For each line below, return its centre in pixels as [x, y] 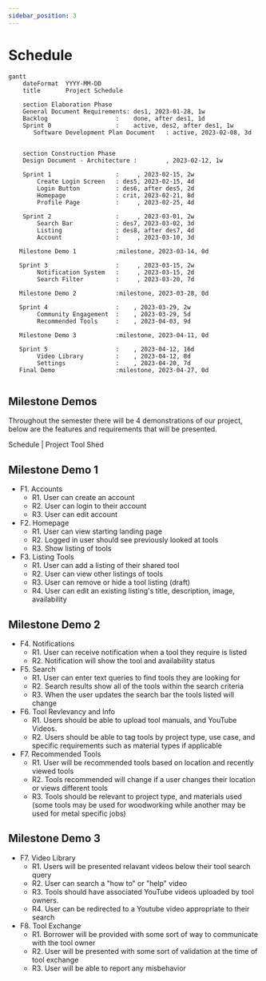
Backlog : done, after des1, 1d [114, 118]
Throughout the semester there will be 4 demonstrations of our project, [125, 421]
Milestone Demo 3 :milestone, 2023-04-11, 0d [114, 335]
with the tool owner [64, 943]
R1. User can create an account [83, 498]
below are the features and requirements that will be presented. [113, 429]
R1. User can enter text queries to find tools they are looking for [136, 677]
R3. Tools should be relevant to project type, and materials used [137, 796]
